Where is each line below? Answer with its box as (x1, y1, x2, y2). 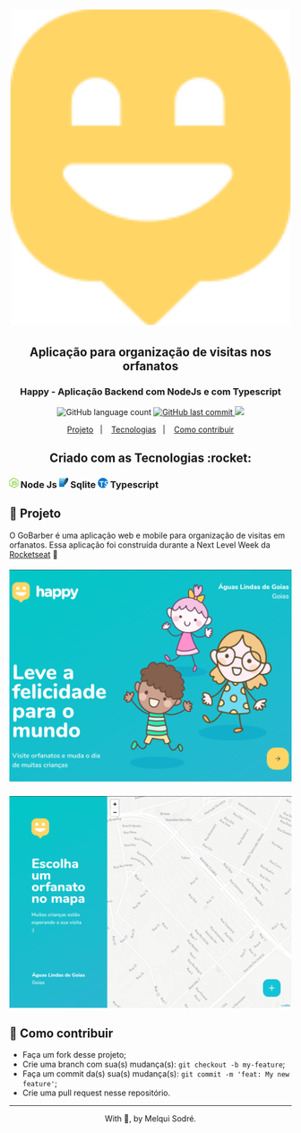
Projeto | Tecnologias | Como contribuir (66, 424, 235, 435)
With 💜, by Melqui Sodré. (104, 1113, 197, 1124)
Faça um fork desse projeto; (21, 1050, 127, 1060)
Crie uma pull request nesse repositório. (21, 1087, 171, 1098)
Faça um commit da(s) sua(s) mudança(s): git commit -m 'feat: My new (21, 1068, 289, 1079)
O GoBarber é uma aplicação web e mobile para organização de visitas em (9, 530, 286, 541)
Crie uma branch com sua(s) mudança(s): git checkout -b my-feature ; (21, 1059, 286, 1070)
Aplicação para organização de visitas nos (30, 345, 271, 360)
